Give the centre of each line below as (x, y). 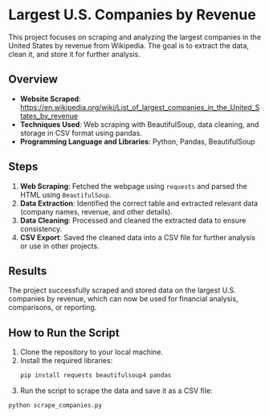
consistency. (41, 229)
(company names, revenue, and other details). (96, 211)
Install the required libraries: (66, 361)
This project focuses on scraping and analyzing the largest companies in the (135, 37)
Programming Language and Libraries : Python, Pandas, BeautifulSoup (137, 141)
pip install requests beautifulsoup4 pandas (96, 375)
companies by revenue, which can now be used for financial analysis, (123, 299)
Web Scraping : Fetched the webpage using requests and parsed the (133, 186)
